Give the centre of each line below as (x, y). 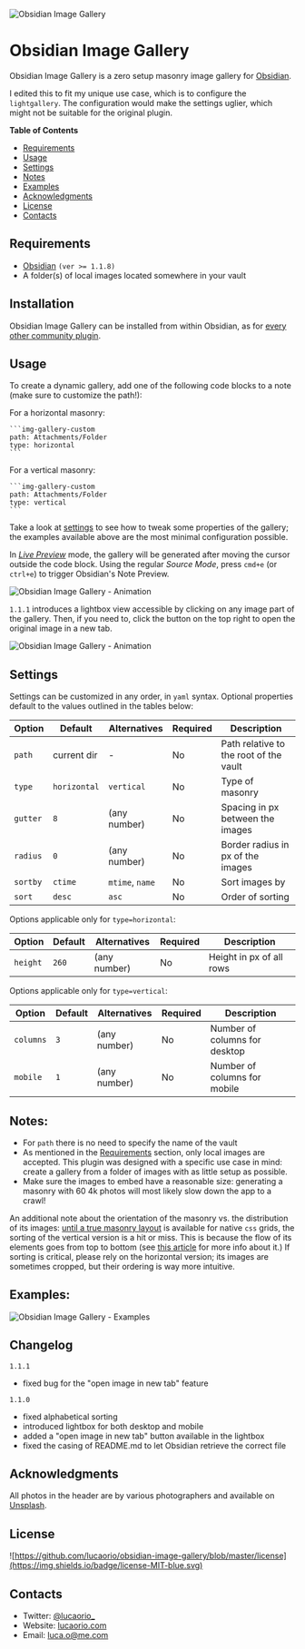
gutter (28, 819)
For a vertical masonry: (53, 470)
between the (248, 819)
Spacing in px (250, 808)
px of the (240, 856)
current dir (75, 755)
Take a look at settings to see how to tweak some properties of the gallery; (149, 527)
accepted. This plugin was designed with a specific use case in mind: (152, 1162)
